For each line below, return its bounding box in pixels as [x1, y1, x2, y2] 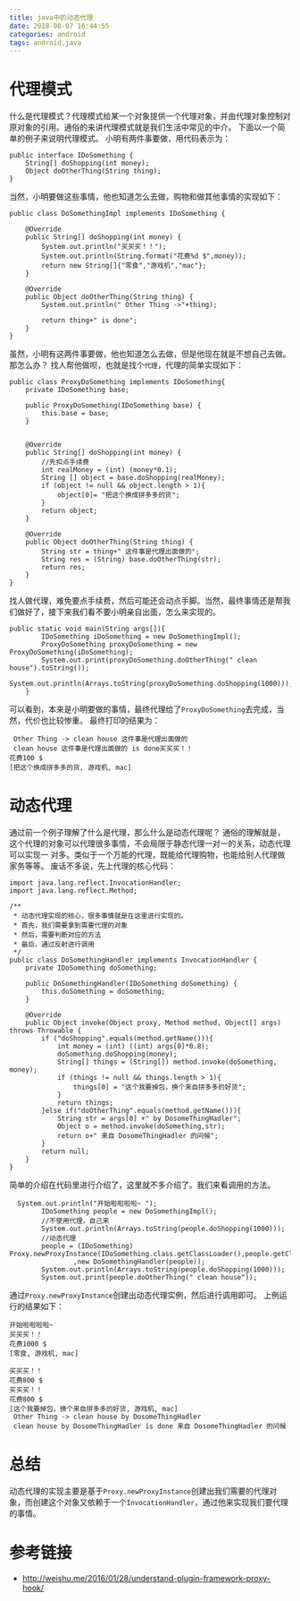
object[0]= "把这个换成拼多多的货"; [56, 491, 180, 500]
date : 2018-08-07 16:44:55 [9, 21, 110, 30]
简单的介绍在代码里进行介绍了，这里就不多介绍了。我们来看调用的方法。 [9, 1179, 275, 1191]
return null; [41, 1147, 90, 1156]
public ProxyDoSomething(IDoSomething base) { [25, 401, 202, 410]
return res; [41, 563, 87, 572]
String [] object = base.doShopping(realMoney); [41, 474, 226, 483]
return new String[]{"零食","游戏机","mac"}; [41, 261, 207, 270]
